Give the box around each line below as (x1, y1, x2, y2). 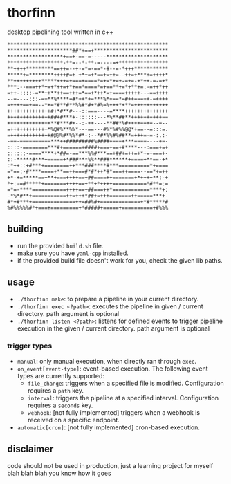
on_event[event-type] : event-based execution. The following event (17, 364, 209, 373)
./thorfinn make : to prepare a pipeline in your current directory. (17, 295, 199, 303)
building (7, 223, 44, 235)
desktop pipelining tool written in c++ (7, 28, 114, 36)
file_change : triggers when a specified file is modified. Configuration (27, 379, 225, 387)
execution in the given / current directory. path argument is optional (17, 324, 210, 333)
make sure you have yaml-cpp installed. (17, 249, 129, 257)
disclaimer (7, 443, 54, 455)
